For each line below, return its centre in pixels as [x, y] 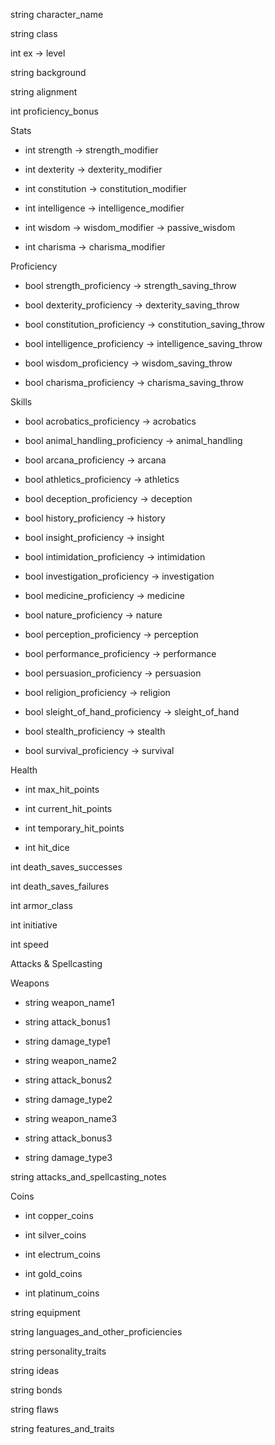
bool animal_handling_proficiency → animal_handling [133, 440]
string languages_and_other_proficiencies [96, 1332]
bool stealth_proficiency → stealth [95, 731]
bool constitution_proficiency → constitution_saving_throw [145, 324]
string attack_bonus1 [67, 1022]
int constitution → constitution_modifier [105, 188]
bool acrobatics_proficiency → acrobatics [110, 421]
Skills [21, 402]
